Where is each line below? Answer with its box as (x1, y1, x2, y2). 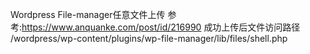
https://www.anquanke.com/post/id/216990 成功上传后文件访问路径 (21, 21, 301, 33)
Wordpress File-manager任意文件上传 (10, 9, 166, 20)
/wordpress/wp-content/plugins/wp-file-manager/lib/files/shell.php (10, 33, 288, 44)
